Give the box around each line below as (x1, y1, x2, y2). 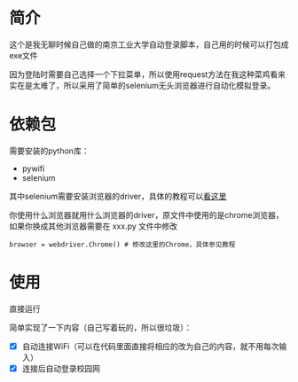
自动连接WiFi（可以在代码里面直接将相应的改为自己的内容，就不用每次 (21, 340, 279, 351)
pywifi (21, 163, 45, 174)
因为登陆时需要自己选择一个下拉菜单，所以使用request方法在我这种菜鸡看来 (9, 68, 286, 80)
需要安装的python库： (9, 145, 90, 156)
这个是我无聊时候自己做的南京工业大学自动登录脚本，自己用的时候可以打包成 (9, 39, 289, 50)
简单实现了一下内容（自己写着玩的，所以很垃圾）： (9, 322, 192, 332)
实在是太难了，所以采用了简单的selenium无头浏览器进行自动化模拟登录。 (9, 80, 276, 90)
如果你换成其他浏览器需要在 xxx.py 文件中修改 (9, 221, 178, 231)
